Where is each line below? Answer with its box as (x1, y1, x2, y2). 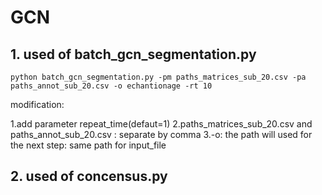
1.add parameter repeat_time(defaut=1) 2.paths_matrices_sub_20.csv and (10, 118, 313, 130)
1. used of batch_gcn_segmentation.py (10, 46, 257, 63)
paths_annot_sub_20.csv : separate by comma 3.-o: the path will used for (10, 129, 313, 140)
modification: (10, 99, 65, 110)
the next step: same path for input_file (10, 139, 167, 151)
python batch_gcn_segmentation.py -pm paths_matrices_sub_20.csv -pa (10, 72, 307, 82)
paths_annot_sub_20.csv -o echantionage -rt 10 (10, 81, 213, 91)
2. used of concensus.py (10, 168, 168, 185)
